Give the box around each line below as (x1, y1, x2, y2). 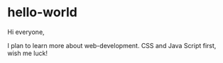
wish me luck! (7, 49, 48, 57)
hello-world (7, 4, 78, 21)
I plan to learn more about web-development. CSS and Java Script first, (7, 41, 217, 50)
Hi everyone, (7, 28, 45, 36)
